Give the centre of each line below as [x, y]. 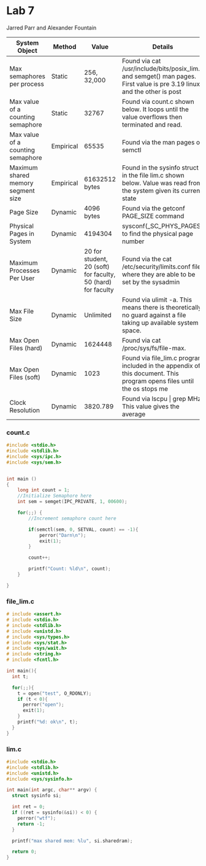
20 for [93, 251]
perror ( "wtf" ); [37, 818]
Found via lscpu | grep [154, 399]
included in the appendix [157, 365]
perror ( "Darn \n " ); [63, 535]
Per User [22, 278]
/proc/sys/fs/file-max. [154, 348]
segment [22, 190]
